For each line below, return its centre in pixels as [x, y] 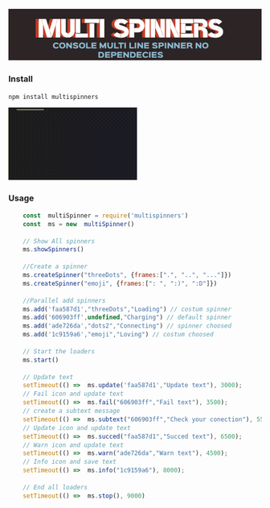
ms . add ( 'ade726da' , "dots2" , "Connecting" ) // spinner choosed [127, 326]
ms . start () [41, 360]
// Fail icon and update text [74, 394]
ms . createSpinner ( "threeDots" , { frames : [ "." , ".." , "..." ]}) [127, 275]
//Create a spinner [55, 266]
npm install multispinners [53, 97]
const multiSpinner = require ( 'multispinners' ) [106, 215]
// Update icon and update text [77, 427]
